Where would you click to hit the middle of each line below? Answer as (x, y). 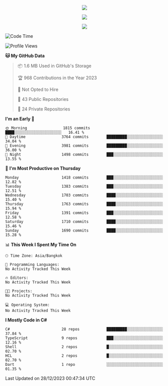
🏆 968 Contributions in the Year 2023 (57, 78)
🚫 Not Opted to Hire (38, 89)
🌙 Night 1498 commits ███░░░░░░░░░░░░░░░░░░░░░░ (84, 154)
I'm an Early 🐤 (20, 119)
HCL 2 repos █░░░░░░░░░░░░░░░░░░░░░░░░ (84, 356)
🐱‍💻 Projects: (19, 291)
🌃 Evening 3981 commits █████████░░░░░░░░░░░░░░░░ (84, 146)
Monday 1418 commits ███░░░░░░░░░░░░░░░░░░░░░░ (84, 178)
